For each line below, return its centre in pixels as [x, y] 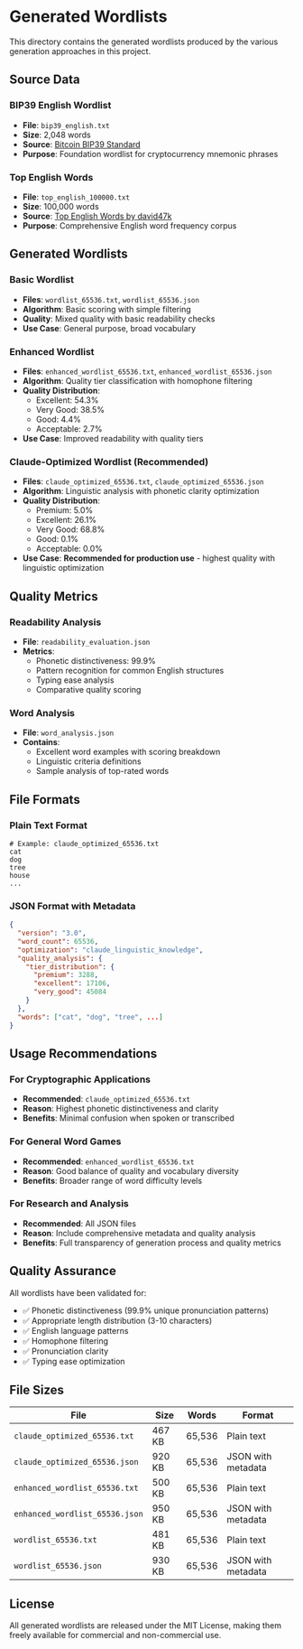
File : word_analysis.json [68, 732]
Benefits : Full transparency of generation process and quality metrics [151, 1243]
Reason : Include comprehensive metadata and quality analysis [139, 1233]
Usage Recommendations [83, 1053]
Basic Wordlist [42, 280]
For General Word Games [65, 1141]
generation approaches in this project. [80, 51]
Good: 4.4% [58, 419]
